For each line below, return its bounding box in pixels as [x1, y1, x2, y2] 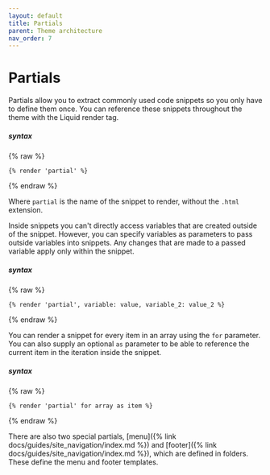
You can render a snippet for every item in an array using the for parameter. [8, 331, 261, 341]
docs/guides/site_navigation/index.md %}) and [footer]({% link [8, 440, 218, 450]
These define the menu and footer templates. [8, 457, 159, 467]
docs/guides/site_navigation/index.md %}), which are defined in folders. [8, 448, 248, 459]
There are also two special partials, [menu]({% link [8, 432, 177, 441]
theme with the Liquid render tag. [8, 113, 119, 122]
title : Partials [8, 19, 63, 27]
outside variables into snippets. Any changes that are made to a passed [8, 238, 246, 248]
